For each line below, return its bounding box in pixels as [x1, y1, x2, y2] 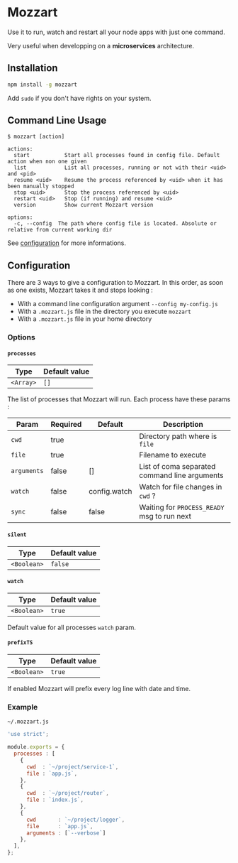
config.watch [88, 487, 132, 496]
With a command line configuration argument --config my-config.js [17, 300, 218, 308]
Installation [7, 62, 58, 75]
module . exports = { [7, 744, 65, 751]
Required [50, 420, 82, 430]
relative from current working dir [7, 227, 113, 234]
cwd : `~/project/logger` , [25, 816, 125, 823]
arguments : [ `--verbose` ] [25, 829, 106, 837]
